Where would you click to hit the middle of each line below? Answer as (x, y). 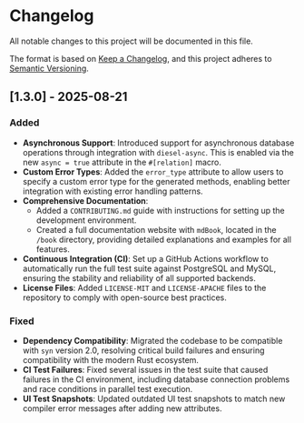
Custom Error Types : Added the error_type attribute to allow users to (153, 171)
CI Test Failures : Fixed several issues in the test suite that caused (145, 369)
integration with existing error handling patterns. (113, 191)
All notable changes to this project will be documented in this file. (132, 41)
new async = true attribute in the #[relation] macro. (122, 162)
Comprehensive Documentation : (85, 200)
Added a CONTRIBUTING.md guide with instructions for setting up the (160, 210)
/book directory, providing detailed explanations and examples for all (164, 239)
